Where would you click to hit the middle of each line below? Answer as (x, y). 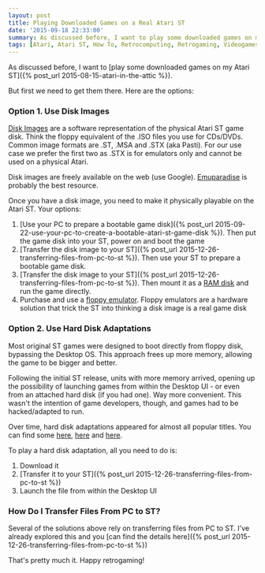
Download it (39, 465)
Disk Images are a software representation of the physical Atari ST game (126, 128)
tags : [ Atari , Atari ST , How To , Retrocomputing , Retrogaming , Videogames (134, 45)
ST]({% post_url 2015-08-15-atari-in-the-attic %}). (90, 76)
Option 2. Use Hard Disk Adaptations (80, 329)
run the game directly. (55, 292)
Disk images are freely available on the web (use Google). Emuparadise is (128, 177)
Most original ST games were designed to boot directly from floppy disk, (126, 346)
